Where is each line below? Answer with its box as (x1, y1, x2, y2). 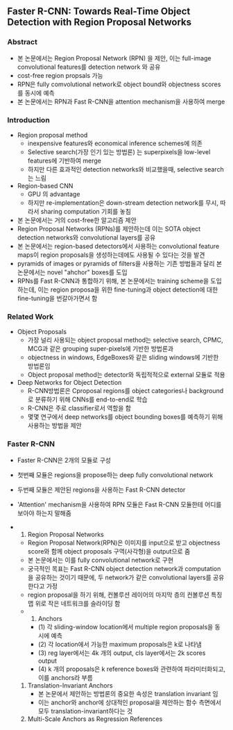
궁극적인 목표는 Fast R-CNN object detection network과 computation (27, 564, 221, 572)
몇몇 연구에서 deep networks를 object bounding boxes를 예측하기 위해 (27, 413, 223, 421)
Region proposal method (17, 131, 88, 139)
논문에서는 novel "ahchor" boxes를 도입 (17, 267, 128, 276)
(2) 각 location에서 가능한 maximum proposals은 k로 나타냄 (37, 640, 202, 648)
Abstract (7, 38, 38, 47)
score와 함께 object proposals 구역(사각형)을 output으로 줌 (27, 547, 191, 555)
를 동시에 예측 (17, 88, 55, 97)
